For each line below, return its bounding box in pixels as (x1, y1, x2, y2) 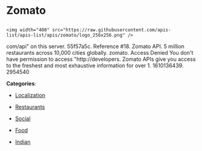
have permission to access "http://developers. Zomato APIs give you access (6, 55, 196, 63)
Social (14, 115, 31, 122)
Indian (14, 138, 31, 146)
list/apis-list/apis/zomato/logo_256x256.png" (6, 32, 125, 39)
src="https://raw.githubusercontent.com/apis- (52, 27, 171, 33)
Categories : (6, 80, 37, 87)
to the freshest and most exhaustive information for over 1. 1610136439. (6, 62, 184, 69)
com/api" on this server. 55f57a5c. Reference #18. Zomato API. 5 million (6, 43, 185, 50)
